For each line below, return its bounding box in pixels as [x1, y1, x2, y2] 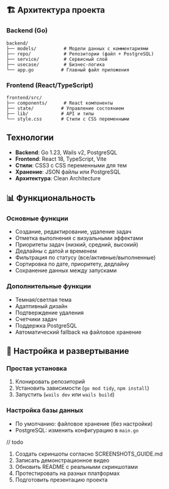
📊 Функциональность [6, 193, 96, 203]
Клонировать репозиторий [15, 378, 85, 385]
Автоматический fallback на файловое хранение [15, 328, 142, 336]
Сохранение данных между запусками [15, 267, 117, 274]
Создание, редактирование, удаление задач [15, 228, 132, 236]
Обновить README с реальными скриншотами [15, 463, 138, 470]
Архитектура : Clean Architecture [15, 174, 101, 181]
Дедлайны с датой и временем [15, 247, 97, 255]
